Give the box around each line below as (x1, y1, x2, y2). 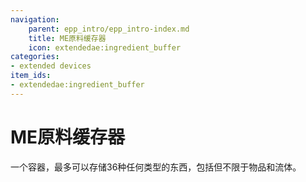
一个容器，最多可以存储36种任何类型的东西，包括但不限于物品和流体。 (10, 161, 302, 173)
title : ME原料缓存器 (28, 33, 107, 43)
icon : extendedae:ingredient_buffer (28, 42, 182, 53)
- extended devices (10, 61, 92, 71)
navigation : (10, 14, 60, 25)
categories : (10, 52, 60, 62)
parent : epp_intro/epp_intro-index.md (28, 24, 190, 34)
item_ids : (10, 71, 52, 81)
